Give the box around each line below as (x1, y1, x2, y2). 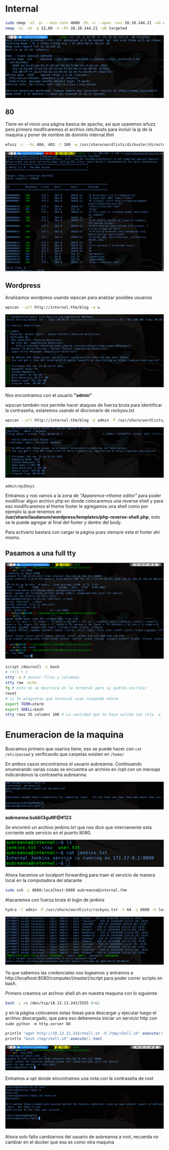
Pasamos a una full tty (5, 549, 76, 558)
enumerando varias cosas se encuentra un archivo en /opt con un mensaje (5, 766, 160, 773)
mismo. (5, 534, 21, 540)
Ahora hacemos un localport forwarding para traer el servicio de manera (5, 872, 155, 878)
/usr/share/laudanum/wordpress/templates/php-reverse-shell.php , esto (5, 514, 160, 520)
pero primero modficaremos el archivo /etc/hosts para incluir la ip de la (5, 127, 152, 133)
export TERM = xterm (5, 701, 44, 706)
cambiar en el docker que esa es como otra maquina (5, 1139, 115, 1145)
